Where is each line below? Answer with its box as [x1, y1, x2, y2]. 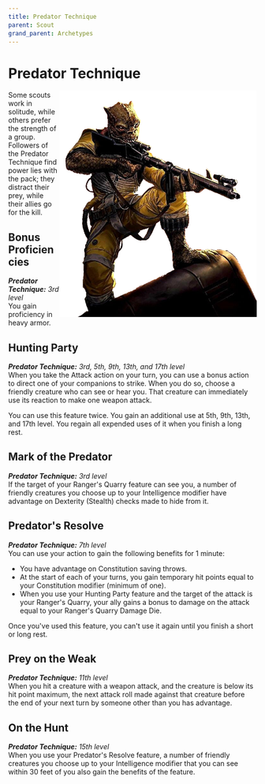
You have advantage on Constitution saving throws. [19, 564, 188, 573]
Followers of [8, 140, 49, 150]
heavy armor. [8, 318, 51, 327]
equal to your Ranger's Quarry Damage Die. [19, 606, 162, 615]
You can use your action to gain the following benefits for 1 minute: [8, 548, 225, 558]
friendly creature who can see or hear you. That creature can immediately [8, 386, 248, 396]
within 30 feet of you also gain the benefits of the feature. [8, 767, 196, 777]
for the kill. [8, 207, 43, 217]
